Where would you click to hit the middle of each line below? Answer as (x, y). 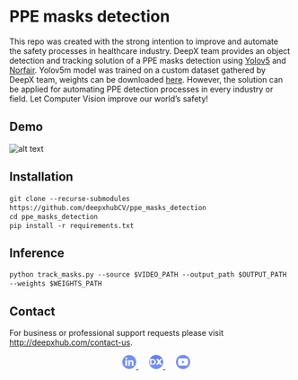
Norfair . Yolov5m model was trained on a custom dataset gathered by (138, 70)
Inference (37, 253)
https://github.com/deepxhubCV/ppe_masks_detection (108, 208)
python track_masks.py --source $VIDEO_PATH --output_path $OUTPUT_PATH (148, 275)
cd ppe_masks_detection (54, 217)
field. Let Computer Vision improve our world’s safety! (109, 98)
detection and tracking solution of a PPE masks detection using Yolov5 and (148, 60)
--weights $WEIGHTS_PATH (56, 284)
